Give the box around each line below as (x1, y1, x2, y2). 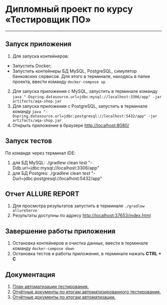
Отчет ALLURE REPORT (5, 190, 80, 198)
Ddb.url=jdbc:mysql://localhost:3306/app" (12, 165, 99, 171)
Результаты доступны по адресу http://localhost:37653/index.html (12, 213, 151, 219)
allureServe (12, 208, 37, 213)
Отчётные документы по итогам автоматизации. (12, 294, 116, 300)
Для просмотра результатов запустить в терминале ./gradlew (12, 203, 145, 209)
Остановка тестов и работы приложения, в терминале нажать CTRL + (12, 251, 162, 257)
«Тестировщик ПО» (5, 14, 91, 25)
